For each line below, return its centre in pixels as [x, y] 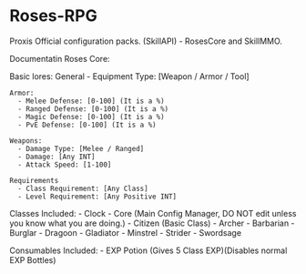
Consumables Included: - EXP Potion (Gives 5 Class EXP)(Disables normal [148, 250]
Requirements [34, 180]
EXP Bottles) [33, 259]
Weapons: [26, 141]
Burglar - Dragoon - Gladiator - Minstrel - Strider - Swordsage [126, 232]
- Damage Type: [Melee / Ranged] [81, 148]
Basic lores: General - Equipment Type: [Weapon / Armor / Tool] [129, 76]
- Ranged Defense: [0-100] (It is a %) [93, 109]
